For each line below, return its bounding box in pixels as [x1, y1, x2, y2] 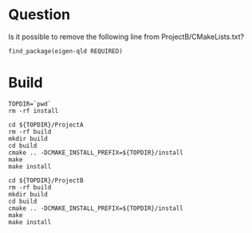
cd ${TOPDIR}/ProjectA [8, 121, 84, 129]
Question [8, 6, 70, 24]
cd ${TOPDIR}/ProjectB [8, 177, 84, 184]
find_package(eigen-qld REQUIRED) [8, 47, 124, 55]
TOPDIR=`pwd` [8, 99, 52, 108]
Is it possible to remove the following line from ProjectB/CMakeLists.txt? [8, 32, 245, 41]
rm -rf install [8, 107, 59, 115]
